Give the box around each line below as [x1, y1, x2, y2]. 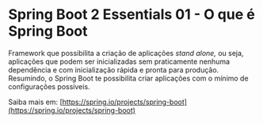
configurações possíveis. [8, 81, 90, 91]
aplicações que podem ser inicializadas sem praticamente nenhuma [8, 57, 231, 66]
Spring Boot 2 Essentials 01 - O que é [8, 6, 255, 24]
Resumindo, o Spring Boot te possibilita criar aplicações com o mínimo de [8, 73, 249, 83]
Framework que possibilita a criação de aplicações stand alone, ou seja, [8, 48, 244, 58]
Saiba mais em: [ [8, 97, 63, 106]
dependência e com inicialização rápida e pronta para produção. [8, 65, 219, 74]
